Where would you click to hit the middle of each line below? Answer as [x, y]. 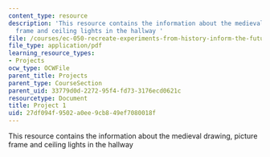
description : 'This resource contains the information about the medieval [136, 23]
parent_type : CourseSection [55, 83]
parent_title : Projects [48, 76]
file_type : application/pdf [55, 46]
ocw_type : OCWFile [39, 68]
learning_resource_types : [51, 53]
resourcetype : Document [48, 98]
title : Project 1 [37, 105]
